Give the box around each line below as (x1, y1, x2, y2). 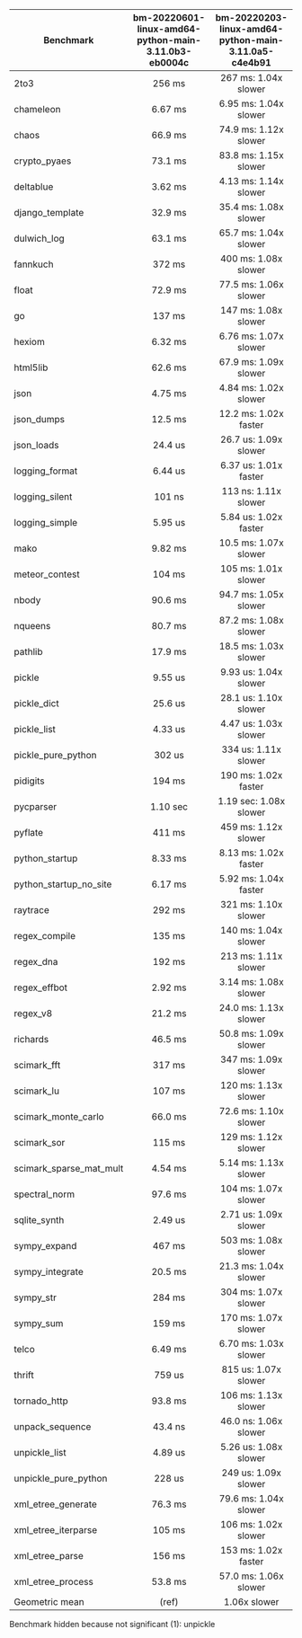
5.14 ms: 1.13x (218, 1156, 285, 1169)
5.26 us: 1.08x (219, 1441, 283, 1453)
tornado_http (13, 1395, 69, 1407)
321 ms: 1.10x (219, 899, 283, 910)
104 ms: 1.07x (219, 1182, 283, 1194)
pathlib (13, 646, 43, 658)
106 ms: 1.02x (219, 1518, 283, 1530)
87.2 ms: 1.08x (218, 615, 285, 626)
